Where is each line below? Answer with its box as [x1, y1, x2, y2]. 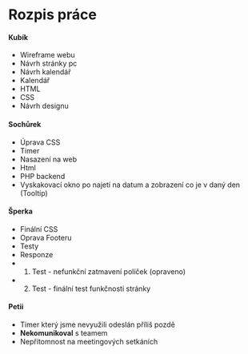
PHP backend [19, 171, 66, 181]
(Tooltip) [19, 188, 48, 197]
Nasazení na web [19, 154, 78, 164]
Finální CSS [19, 224, 58, 233]
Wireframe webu [19, 50, 76, 60]
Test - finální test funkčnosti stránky [31, 284, 151, 293]
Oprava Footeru [19, 233, 72, 242]
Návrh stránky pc [19, 58, 78, 69]
